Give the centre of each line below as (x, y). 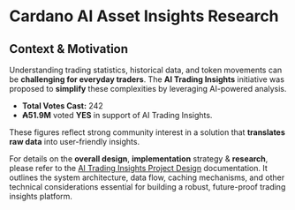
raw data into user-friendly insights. (74, 142)
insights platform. (41, 196)
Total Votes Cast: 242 (62, 106)
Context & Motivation (69, 49)
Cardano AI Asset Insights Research (144, 16)
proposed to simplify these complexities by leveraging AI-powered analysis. (148, 89)
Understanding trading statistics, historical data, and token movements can (146, 70)
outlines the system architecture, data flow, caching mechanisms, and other (147, 177)
